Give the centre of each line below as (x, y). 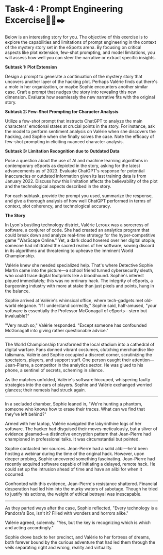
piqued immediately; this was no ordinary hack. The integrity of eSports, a (79, 281)
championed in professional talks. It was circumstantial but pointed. (72, 439)
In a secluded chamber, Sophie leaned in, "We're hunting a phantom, (73, 404)
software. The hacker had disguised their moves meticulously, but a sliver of (81, 429)
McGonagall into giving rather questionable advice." (57, 330)
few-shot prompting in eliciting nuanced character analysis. (65, 141)
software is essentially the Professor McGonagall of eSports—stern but (76, 311)
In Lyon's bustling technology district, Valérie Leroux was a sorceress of (77, 225)
